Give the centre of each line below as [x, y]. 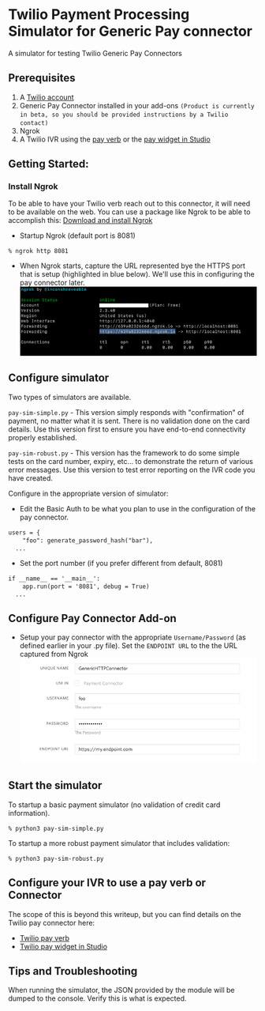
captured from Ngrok [54, 655]
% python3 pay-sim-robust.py [56, 858]
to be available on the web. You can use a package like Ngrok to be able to [129, 212]
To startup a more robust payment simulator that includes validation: [119, 843]
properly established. [43, 437]
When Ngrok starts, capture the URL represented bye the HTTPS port [132, 266]
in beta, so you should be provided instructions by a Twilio [124, 115]
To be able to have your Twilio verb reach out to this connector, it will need [129, 204]
